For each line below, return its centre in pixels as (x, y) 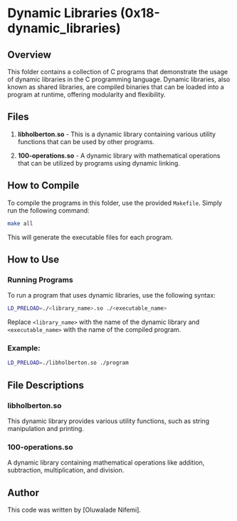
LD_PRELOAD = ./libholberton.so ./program (68, 363)
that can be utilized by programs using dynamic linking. (99, 163)
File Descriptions (46, 385)
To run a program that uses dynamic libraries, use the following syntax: (111, 295)
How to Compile (43, 186)
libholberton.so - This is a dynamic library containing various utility (116, 134)
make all (20, 223)
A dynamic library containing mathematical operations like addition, (106, 462)
